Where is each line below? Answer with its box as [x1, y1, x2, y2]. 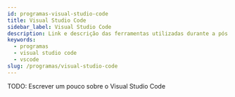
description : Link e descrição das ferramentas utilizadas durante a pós [7, 30, 229, 37]
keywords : [7, 37, 37, 44]
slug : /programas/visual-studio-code [7, 63, 118, 70]
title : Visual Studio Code [7, 17, 87, 24]
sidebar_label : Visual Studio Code [7, 23, 112, 30]
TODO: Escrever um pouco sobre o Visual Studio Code [7, 82, 166, 90]
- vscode [13, 56, 39, 63]
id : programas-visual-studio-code [7, 10, 109, 18]
